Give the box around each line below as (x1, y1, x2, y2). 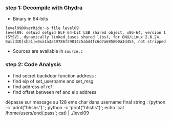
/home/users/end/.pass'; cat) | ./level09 (5, 110, 90, 116)
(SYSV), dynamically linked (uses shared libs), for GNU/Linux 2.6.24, (5, 35, 161, 40)
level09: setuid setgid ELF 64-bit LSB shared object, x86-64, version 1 (5, 30, 166, 35)
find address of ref (12, 84, 52, 90)
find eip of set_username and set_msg (12, 78, 94, 84)
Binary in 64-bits (12, 16, 49, 22)
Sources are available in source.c (12, 48, 83, 54)
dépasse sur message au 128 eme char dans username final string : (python (5, 99, 166, 105)
